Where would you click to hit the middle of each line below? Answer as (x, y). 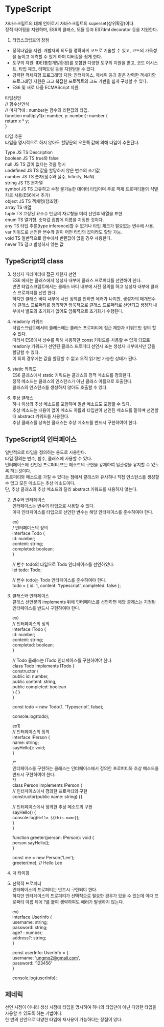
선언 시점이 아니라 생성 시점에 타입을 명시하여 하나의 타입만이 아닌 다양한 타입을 (81, 1007)
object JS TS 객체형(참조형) (32, 201)
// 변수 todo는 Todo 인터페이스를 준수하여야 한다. (59, 580)
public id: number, (30, 676)
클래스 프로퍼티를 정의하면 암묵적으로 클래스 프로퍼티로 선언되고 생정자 (85, 305)
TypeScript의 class (34, 261)
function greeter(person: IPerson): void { (53, 837)
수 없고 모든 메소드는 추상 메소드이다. (40, 483)
